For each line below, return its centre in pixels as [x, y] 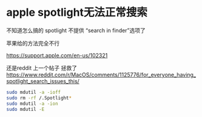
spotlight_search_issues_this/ [43, 81]
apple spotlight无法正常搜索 [77, 12]
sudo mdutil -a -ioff [34, 92]
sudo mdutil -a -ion [32, 104]
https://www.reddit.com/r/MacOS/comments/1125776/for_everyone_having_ [101, 75]
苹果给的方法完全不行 [33, 43]
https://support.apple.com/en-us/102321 [57, 55]
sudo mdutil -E [25, 109]
